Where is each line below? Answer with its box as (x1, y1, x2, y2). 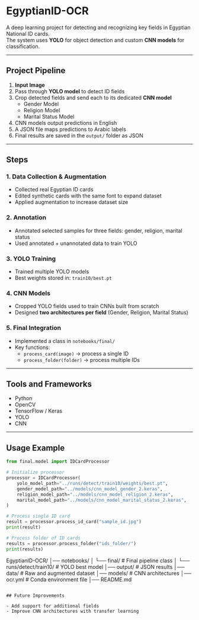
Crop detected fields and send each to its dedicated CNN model (14, 94, 172, 101)
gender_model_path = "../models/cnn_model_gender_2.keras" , (17, 486, 163, 492)
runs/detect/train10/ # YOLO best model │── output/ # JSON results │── (6, 563, 185, 570)
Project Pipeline (6, 65, 66, 75)
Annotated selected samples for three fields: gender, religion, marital (14, 227, 182, 234)
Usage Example (6, 443, 65, 453)
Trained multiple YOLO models (14, 268, 89, 275)
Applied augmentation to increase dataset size (14, 199, 129, 206)
